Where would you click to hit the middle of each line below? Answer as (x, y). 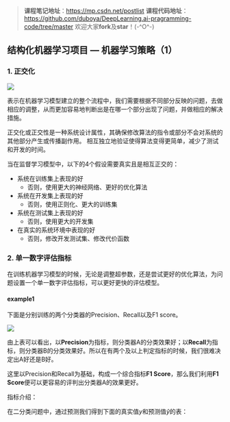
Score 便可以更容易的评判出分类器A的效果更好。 (75, 382)
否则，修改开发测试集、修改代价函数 (78, 238)
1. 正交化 (21, 71)
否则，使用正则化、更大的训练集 (72, 204)
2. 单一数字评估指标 (39, 258)
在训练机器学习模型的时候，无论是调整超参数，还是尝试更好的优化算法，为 (112, 274)
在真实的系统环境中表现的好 (56, 229)
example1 (21, 299)
